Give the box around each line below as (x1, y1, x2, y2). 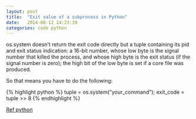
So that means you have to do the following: (6, 77, 113, 84)
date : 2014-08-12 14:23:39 (6, 19, 78, 25)
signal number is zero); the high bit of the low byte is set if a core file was (6, 60, 184, 67)
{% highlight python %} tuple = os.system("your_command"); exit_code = (6, 89, 185, 96)
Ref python (6, 106, 33, 113)
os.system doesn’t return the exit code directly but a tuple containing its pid (6, 41, 190, 48)
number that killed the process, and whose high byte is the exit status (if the (6, 53, 190, 60)
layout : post (6, 8, 38, 15)
